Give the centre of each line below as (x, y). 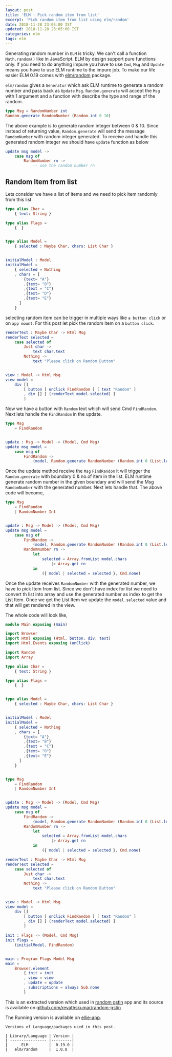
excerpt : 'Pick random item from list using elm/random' (67, 20)
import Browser (21, 634)
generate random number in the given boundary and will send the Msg (80, 482)
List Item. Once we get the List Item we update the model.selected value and (86, 600)
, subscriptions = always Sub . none (62, 988)
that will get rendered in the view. (40, 605)
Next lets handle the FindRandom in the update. (54, 414)
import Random (20, 653)
